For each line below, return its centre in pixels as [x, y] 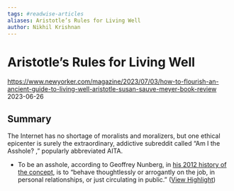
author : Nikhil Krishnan [44, 27]
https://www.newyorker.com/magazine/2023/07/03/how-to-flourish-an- [113, 81]
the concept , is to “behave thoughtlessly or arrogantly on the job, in [116, 172]
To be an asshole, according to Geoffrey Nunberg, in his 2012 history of [122, 165]
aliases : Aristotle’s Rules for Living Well [74, 21]
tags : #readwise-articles [45, 14]
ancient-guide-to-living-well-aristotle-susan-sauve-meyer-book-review [112, 89]
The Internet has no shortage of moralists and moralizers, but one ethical [114, 136]
